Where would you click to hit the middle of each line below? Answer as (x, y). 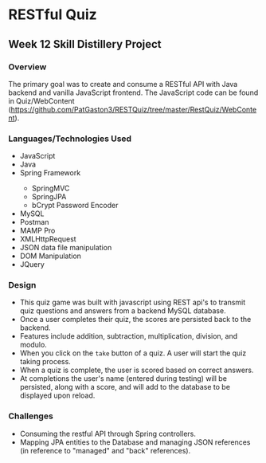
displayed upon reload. (57, 395)
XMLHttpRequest (48, 239)
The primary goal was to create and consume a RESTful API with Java (123, 84)
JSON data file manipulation (66, 248)
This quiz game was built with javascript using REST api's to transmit (133, 302)
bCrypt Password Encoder (75, 206)
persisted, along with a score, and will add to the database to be (125, 387)
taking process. (45, 362)
